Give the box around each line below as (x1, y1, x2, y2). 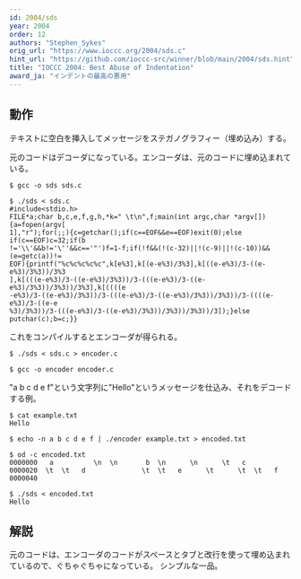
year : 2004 (9, 22, 50, 31)
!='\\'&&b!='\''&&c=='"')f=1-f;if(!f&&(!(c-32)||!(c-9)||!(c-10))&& (9, 243, 271, 252)
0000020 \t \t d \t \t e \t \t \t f (9, 466, 279, 475)
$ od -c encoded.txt (9, 450, 87, 459)
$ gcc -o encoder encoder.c (9, 364, 115, 373)
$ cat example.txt (9, 410, 78, 420)
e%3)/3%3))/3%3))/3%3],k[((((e (9, 283, 126, 292)
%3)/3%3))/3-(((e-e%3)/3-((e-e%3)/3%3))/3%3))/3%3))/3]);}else (9, 306, 251, 315)
